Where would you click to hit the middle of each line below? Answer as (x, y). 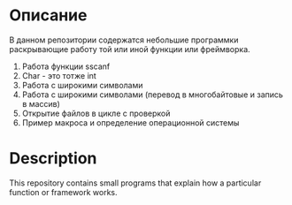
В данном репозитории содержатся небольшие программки (124, 40)
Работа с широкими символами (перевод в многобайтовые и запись (152, 95)
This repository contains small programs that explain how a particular (135, 183)
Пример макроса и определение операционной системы (131, 122)
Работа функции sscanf (66, 66)
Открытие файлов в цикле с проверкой (96, 113)
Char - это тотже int (59, 75)
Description (53, 159)
